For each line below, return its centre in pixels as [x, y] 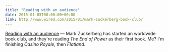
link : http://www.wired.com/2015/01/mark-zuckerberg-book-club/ [74, 19]
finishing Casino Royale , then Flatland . [45, 44]
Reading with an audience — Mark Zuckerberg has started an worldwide [80, 34]
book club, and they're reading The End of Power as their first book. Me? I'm [85, 39]
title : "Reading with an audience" [43, 10]
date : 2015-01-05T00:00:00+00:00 [40, 15]
